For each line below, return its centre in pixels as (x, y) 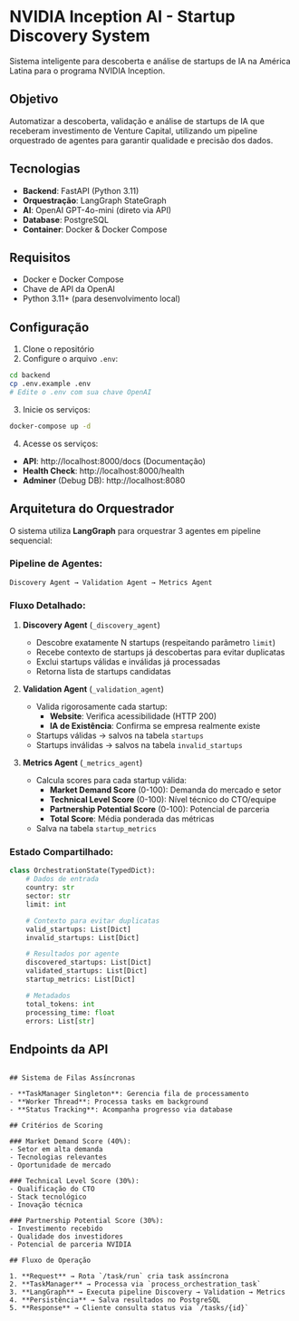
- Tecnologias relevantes (58, 1158)
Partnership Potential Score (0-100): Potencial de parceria (159, 810)
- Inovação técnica (46, 1205)
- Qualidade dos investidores (67, 1237)
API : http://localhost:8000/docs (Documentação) (114, 461)
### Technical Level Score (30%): (75, 1181)
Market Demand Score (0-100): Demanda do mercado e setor (165, 790)
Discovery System (80, 36)
